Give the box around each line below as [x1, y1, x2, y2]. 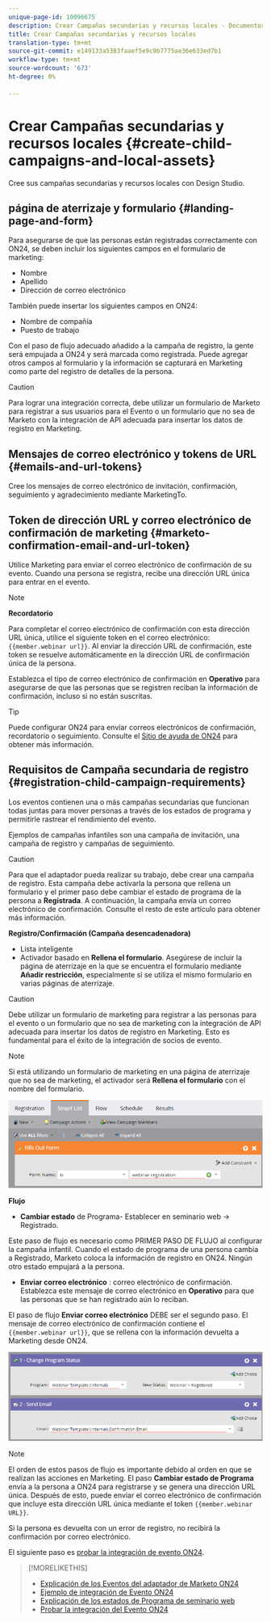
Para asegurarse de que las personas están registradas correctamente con [8, 235, 258, 246]
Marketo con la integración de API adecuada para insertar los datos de [8, 415, 244, 425]
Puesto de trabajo [19, 326, 80, 335]
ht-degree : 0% [8, 73, 56, 81]
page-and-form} [8, 214, 94, 228]
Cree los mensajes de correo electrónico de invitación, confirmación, [8, 481, 238, 491]
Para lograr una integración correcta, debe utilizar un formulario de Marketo [8, 398, 261, 408]
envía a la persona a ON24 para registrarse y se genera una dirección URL [8, 1482, 256, 1492]
